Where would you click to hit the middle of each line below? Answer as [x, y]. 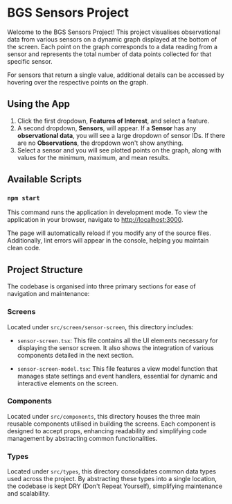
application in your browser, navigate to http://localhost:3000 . [95, 220]
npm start [24, 198]
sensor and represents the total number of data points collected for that [109, 54]
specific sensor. [30, 61]
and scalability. [29, 494]
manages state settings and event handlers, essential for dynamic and [117, 376]
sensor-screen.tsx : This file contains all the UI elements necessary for [117, 340]
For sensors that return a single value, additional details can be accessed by [116, 75]
